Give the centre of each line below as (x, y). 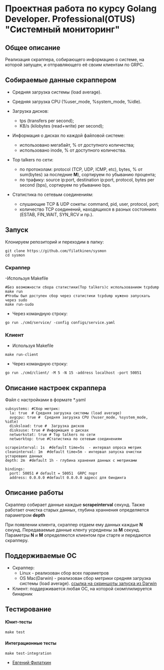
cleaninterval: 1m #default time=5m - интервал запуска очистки (73, 452)
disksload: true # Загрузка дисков (47, 426)
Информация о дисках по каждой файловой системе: (68, 135)
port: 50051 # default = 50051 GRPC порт (54, 474)
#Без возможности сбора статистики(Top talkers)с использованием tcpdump (82, 287)
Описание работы (34, 493)
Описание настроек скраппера (56, 388)
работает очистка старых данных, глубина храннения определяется (77, 510)
